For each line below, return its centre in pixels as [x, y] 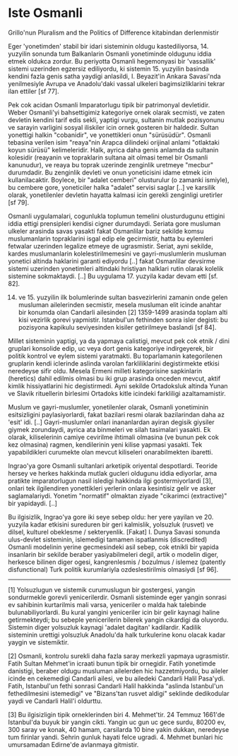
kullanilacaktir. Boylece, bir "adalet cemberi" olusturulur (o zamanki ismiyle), [119, 180]
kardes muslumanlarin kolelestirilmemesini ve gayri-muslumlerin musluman [117, 253]
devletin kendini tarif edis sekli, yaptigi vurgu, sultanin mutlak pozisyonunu [116, 120]
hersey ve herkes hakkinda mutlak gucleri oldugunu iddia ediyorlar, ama [113, 473]
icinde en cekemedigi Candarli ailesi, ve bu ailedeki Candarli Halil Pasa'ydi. [117, 678]
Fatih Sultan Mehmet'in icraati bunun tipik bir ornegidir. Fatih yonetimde [112, 663]
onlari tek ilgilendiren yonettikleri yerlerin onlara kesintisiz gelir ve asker [112, 488]
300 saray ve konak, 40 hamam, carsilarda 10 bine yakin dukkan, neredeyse [119, 729]
